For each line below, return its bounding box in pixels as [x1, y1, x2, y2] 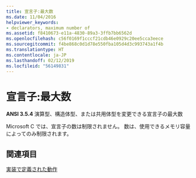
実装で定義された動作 [6, 166, 57, 173]
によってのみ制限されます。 [6, 130, 72, 138]
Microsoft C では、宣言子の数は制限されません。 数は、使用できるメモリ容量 [6, 123, 191, 130]
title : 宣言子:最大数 [6, 8, 54, 15]
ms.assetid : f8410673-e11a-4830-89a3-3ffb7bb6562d [6, 30, 132, 36]
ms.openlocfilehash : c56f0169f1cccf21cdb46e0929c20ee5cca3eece [6, 36, 164, 42]
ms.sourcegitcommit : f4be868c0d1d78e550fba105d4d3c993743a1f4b [6, 42, 164, 47]
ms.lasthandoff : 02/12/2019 [6, 57, 75, 63]
